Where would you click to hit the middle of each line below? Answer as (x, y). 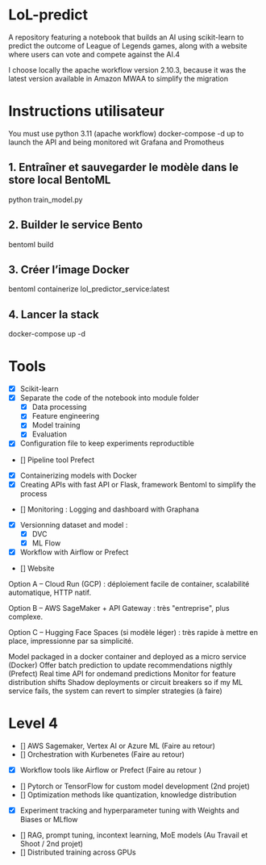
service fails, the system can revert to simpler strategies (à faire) (116, 691)
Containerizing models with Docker (78, 475)
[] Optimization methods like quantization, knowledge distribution (128, 794)
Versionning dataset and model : (74, 524)
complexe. (25, 616)
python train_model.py (46, 199)
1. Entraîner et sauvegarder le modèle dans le (124, 167)
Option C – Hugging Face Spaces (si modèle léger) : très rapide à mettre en (133, 632)
